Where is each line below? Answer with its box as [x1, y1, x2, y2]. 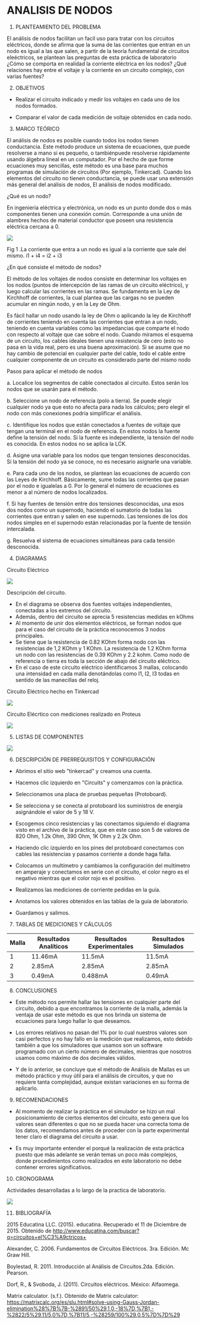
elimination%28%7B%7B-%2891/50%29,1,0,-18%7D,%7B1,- [7, 1304, 154, 1312]
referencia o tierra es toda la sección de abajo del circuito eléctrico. [15, 657, 181, 664]
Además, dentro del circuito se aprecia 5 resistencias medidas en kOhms [15, 613, 194, 620]
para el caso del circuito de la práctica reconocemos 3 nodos [15, 625, 166, 633]
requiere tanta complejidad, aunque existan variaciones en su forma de [15, 1078, 189, 1085]
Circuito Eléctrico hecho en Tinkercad [7, 688, 100, 695]
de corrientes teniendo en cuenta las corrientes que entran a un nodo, [7, 318, 179, 325]
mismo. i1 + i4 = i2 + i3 [7, 252, 62, 259]
